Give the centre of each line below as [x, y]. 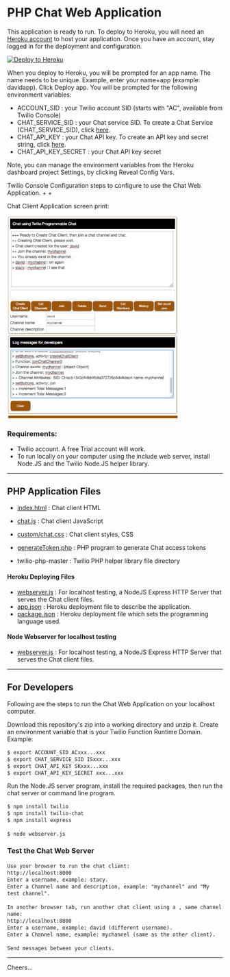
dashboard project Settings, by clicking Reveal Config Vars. [91, 172]
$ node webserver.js [37, 834]
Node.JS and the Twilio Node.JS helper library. [83, 463]
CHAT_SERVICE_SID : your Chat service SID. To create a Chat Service [115, 122]
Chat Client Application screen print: [58, 206]
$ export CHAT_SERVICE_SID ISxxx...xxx [64, 759]
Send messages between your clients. [61, 948]
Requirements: [32, 434]
